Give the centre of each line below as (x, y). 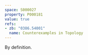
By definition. (18, 47)
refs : (10, 24)
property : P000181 (24, 14)
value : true (17, 19)
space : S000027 (20, 10)
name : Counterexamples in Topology (46, 33)
